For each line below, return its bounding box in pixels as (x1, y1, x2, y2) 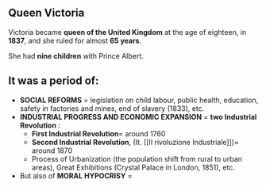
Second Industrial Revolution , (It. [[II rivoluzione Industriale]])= (31, 137, 240, 147)
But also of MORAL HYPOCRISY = (19, 170, 133, 181)
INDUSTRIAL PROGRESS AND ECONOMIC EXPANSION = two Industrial (19, 112, 257, 121)
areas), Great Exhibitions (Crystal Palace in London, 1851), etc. (31, 162, 236, 172)
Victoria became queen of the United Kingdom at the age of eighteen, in (8, 27, 247, 36)
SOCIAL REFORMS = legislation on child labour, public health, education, (19, 95, 259, 105)
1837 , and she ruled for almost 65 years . (8, 36, 142, 45)
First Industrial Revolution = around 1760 (31, 128, 166, 138)
